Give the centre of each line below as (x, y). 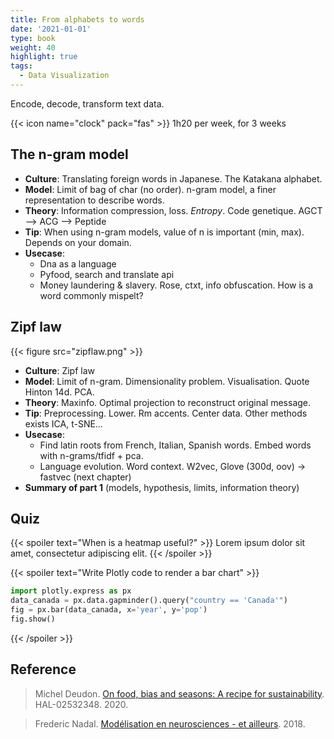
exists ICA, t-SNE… (63, 423)
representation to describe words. (94, 200)
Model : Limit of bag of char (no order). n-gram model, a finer (150, 189)
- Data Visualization (64, 76)
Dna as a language (78, 263)
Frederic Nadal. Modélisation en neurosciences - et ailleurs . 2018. (170, 723)
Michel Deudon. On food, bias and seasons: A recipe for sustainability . (179, 693)
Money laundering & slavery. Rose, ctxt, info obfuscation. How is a (176, 285)
